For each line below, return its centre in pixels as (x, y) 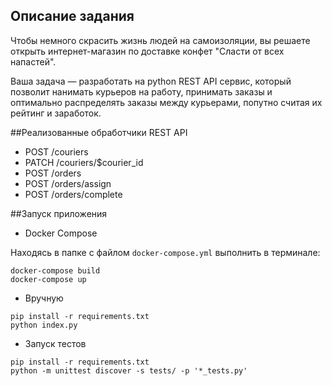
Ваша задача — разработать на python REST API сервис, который (151, 81)
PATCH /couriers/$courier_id (84, 162)
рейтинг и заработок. (56, 113)
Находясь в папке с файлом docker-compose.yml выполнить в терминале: (165, 252)
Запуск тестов (55, 343)
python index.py (44, 325)
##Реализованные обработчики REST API (99, 132)
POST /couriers (56, 151)
